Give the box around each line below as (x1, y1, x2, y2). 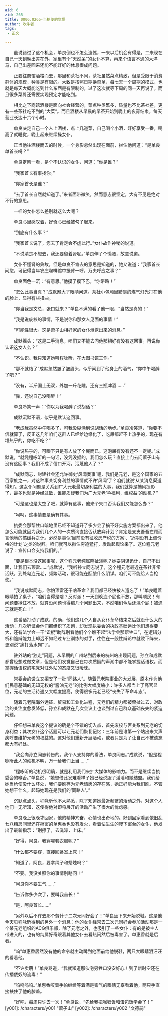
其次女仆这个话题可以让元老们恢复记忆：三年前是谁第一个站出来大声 (22, 728, 163, 734)
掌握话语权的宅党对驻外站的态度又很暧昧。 (5, 665, 93, 671)
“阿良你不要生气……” (13, 881, 56, 887)
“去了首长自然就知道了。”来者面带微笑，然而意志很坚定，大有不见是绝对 (13, 191, 160, 197)
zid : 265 (5, 12, 23, 17)
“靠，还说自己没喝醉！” (13, 393, 62, 399)
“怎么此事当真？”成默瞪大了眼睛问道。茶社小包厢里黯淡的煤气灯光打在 (13, 289, 158, 295)
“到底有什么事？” (13, 229, 49, 235)
